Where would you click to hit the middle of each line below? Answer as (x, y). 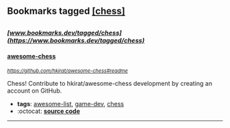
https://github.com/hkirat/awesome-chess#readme (67, 71)
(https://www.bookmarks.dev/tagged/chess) (76, 41)
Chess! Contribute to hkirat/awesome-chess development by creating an (110, 83)
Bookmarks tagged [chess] (66, 11)
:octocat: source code (48, 111)
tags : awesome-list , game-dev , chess (71, 103)
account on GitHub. (35, 91)
